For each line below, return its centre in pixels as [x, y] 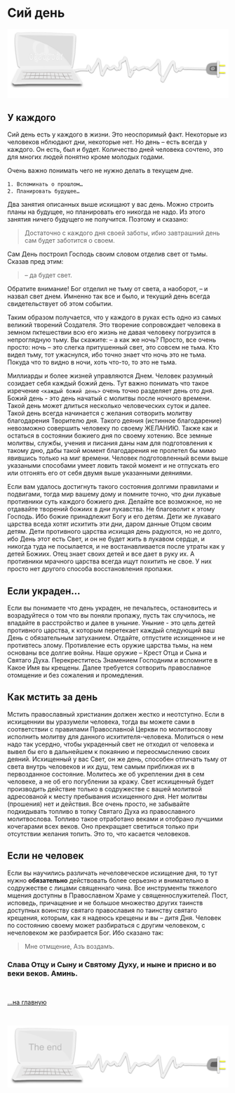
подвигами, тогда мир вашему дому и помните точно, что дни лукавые [114, 494]
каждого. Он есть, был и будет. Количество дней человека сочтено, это [115, 150]
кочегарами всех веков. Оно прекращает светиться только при [103, 826]
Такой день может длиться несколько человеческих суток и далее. [109, 406]
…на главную [27, 1002]
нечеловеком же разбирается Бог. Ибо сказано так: [85, 933]
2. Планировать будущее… [43, 191]
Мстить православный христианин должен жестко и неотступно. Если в [116, 714]
